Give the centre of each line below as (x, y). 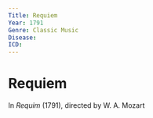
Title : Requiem (33, 15)
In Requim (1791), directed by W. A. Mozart (76, 105)
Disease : (22, 37)
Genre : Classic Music (44, 30)
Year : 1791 (26, 23)
